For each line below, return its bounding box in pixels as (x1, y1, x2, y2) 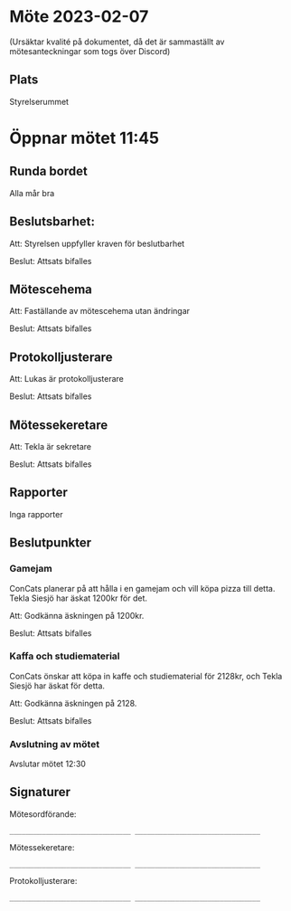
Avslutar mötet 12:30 (9, 758, 86, 770)
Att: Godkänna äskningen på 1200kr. (9, 610, 145, 621)
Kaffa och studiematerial (9, 650, 120, 662)
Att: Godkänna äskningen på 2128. (9, 697, 137, 708)
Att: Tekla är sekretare (9, 441, 92, 451)
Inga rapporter (9, 508, 63, 519)
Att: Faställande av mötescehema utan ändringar (9, 306, 191, 317)
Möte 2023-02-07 (9, 6, 149, 27)
